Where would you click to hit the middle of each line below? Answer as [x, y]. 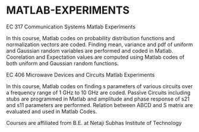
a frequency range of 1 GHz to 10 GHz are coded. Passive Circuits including [99, 92]
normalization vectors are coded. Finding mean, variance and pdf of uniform [99, 44]
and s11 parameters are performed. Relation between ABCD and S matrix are [99, 105]
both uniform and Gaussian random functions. [62, 63]
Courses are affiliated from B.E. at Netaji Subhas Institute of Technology [94, 123]
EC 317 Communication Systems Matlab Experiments [71, 27]
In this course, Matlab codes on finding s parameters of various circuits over [99, 86]
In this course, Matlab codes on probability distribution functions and [91, 38]
